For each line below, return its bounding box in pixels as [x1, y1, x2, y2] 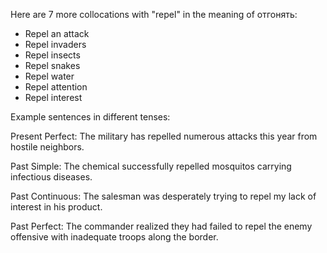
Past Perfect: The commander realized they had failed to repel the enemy [10, 220, 313, 232]
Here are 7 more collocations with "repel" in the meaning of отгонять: [10, 9, 298, 20]
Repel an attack [24, 28, 90, 39]
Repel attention [24, 81, 88, 93]
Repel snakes [24, 60, 81, 71]
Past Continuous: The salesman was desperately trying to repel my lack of [10, 190, 317, 202]
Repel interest [24, 92, 83, 103]
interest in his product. [10, 201, 103, 213]
